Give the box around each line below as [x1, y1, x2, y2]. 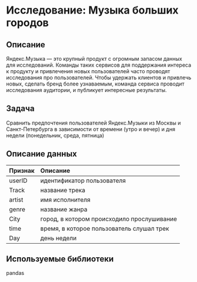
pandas [6, 270, 25, 277]
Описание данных [6, 149, 77, 159]
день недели [40, 234, 77, 242]
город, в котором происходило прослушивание [40, 215, 178, 223]
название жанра [40, 205, 87, 213]
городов [6, 16, 49, 29]
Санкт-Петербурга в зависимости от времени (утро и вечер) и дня [6, 125, 176, 133]
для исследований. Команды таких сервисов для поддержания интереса [6, 61, 192, 68]
